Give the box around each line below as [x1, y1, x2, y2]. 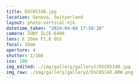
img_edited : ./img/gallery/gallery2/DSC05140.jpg [6, 63, 131, 70]
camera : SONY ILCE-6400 [6, 31, 65, 37]
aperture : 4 [6, 47, 35, 53]
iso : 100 [6, 58, 28, 64]
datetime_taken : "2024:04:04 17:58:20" [6, 25, 105, 31]
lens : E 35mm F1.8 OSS [6, 36, 62, 42]
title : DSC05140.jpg [6, 8, 57, 15]
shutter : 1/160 [6, 53, 44, 59]
